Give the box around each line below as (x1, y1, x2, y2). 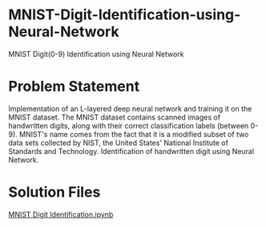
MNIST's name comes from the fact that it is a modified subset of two (18, 129, 249, 139)
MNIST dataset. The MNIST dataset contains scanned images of (8, 112, 221, 122)
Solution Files (8, 183, 101, 201)
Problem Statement (8, 78, 140, 95)
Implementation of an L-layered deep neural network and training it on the (8, 103, 252, 113)
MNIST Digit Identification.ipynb (8, 209, 114, 219)
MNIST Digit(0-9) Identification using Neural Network (8, 49, 184, 59)
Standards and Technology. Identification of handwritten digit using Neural (8, 146, 255, 156)
